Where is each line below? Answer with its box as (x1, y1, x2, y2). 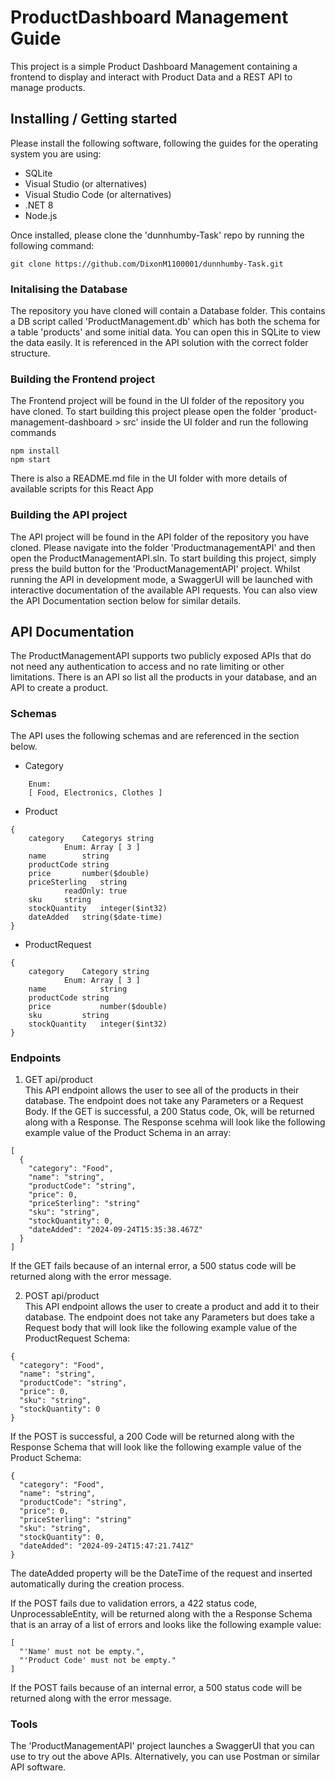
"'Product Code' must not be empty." (19, 1656, 177, 1666)
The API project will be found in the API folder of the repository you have (10, 531, 310, 543)
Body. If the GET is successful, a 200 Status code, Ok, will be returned (24, 1106, 315, 1118)
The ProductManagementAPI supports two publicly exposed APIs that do (10, 650, 312, 662)
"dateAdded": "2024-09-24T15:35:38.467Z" (28, 1225, 203, 1235)
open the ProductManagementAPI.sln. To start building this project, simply (10, 552, 317, 564)
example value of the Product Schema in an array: (24, 1127, 232, 1139)
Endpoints (10, 1051, 62, 1065)
